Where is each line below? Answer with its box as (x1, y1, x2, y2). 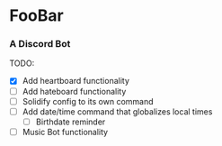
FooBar (9, 5, 65, 26)
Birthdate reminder (35, 116, 106, 127)
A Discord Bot (9, 38, 71, 50)
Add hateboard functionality (22, 86, 127, 96)
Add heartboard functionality (22, 76, 130, 87)
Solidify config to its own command (22, 96, 155, 106)
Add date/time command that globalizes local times (22, 105, 213, 117)
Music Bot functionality (22, 126, 109, 137)
